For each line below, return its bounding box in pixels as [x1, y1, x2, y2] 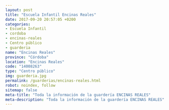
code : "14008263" [5, 64, 42, 69]
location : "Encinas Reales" [5, 59, 65, 64]
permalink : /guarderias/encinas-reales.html [5, 78, 101, 83]
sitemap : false [5, 87, 38, 93]
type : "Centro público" [5, 69, 56, 74]
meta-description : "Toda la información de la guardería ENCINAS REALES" [5, 97, 165, 102]
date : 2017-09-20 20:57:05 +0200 [5, 17, 76, 22]
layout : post [5, 7, 33, 13]
